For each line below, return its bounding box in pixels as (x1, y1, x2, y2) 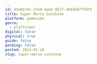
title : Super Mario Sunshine (5, 12, 64, 16)
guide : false (5, 38, 32, 43)
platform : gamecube (5, 16, 45, 21)
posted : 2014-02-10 (5, 47, 45, 52)
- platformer (9, 25, 36, 30)
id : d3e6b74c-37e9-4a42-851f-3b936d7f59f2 (5, 7, 92, 12)
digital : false (5, 29, 36, 34)
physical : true (5, 34, 36, 39)
